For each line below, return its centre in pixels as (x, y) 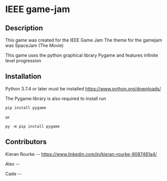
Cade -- (13, 173)
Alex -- (13, 164)
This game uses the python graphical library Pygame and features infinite (82, 55)
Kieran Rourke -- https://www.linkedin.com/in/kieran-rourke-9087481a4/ (81, 154)
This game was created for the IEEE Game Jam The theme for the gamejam (84, 40)
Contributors (26, 142)
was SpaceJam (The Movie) (35, 46)
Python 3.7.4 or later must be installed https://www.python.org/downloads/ (83, 88)
